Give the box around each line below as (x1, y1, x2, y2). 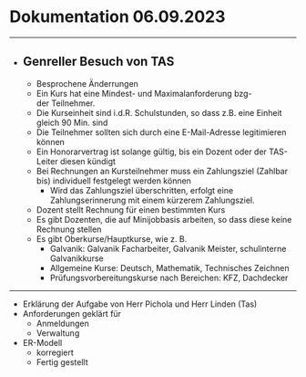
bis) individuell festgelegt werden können (36, 175, 191, 186)
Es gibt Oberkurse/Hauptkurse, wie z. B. (36, 233, 188, 244)
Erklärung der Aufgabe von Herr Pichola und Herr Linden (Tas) (22, 298, 258, 309)
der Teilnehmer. (36, 98, 96, 109)
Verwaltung (36, 327, 80, 339)
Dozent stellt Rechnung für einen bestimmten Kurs (36, 204, 226, 215)
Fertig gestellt (36, 356, 88, 367)
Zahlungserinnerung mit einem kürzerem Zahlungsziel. (49, 194, 255, 205)
